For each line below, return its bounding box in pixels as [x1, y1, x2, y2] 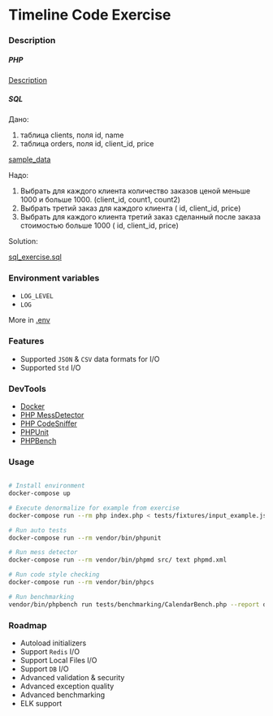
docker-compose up [8, 489, 71, 497]
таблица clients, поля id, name [19, 130, 124, 140]
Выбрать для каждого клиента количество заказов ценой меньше [19, 186, 250, 196]
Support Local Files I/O [19, 656, 97, 666]
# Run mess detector [8, 549, 79, 557]
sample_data [8, 154, 51, 164]
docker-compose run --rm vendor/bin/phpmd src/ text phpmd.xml [8, 556, 227, 564]
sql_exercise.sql [8, 252, 63, 262]
